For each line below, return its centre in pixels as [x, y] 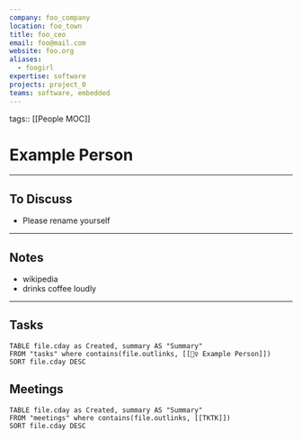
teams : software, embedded [60, 93]
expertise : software [48, 76]
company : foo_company [50, 18]
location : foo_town [46, 26]
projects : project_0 [48, 85]
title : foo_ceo [38, 34]
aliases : [26, 59]
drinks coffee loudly [59, 289]
